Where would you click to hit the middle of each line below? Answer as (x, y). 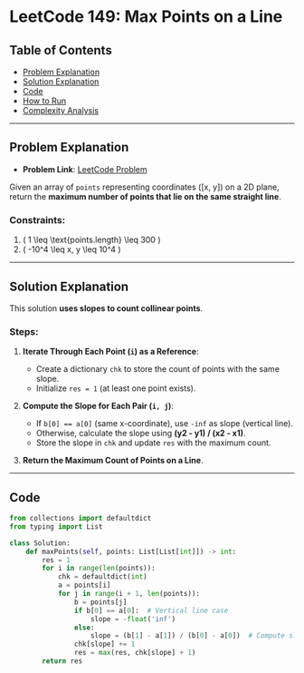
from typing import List (56, 527)
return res (62, 661)
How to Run (44, 101)
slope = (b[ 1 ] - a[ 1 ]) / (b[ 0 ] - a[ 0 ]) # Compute (187, 636)
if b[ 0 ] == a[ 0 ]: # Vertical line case (151, 610)
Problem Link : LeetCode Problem (85, 169)
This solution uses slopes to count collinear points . (106, 308)
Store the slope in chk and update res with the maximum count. (153, 443)
